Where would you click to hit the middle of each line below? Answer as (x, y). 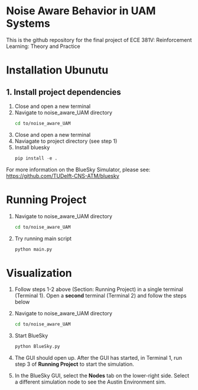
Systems (28, 23)
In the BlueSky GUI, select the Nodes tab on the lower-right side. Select (102, 376)
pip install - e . (36, 158)
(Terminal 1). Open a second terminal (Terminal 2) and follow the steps (100, 296)
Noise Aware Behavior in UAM (81, 11)
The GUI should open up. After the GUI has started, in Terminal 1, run (98, 358)
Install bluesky (32, 147)
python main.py (33, 249)
